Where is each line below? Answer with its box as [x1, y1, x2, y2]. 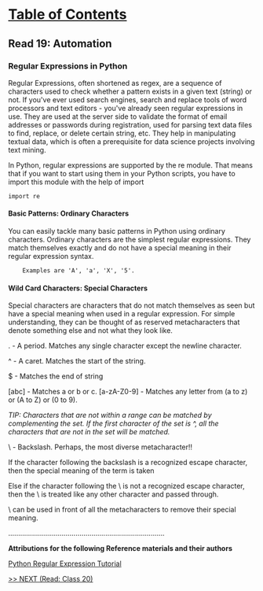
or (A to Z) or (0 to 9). [8, 395, 79, 404]
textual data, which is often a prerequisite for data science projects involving [8, 136, 255, 146]
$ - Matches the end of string [8, 371, 104, 381]
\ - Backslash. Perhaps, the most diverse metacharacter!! [8, 442, 193, 452]
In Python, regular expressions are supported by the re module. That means [8, 160, 254, 170]
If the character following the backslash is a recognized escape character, [8, 458, 248, 467]
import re [8, 192, 41, 200]
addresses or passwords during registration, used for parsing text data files [8, 120, 253, 129]
